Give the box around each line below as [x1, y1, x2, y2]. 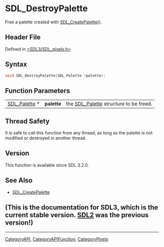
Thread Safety [5, 117, 50, 125]
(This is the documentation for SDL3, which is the [5, 203, 159, 212]
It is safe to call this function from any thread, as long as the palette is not [5, 130, 153, 136]
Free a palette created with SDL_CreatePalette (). [5, 19, 102, 25]
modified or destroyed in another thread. [5, 135, 87, 141]
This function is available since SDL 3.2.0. [5, 162, 89, 168]
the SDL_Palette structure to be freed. [65, 100, 153, 107]
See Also [5, 176, 33, 185]
